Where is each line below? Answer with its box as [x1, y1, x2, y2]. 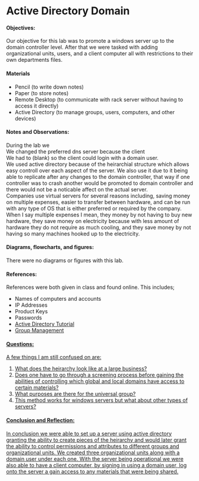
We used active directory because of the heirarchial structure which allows [6, 161, 189, 168]
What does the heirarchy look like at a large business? [14, 365, 147, 372]
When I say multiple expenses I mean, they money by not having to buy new [6, 211, 192, 218]
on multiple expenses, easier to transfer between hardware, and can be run [6, 198, 191, 206]
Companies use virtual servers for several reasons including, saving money [6, 192, 190, 199]
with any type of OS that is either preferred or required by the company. [6, 205, 182, 212]
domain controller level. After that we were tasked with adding [6, 43, 158, 51]
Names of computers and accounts [14, 295, 102, 303]
